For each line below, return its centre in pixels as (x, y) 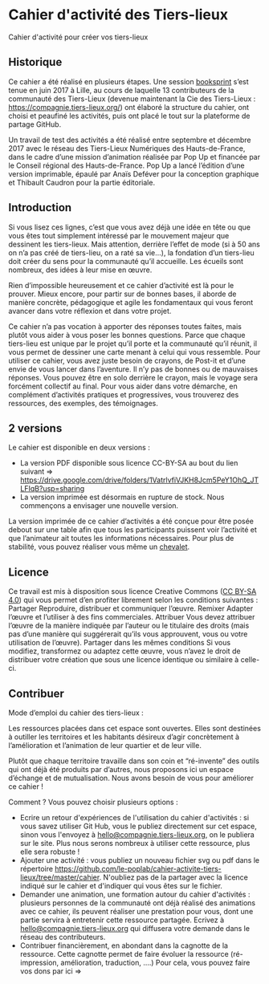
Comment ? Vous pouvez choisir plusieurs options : (93, 802)
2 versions (35, 428)
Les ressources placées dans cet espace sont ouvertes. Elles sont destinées (134, 728)
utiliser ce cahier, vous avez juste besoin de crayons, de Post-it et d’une (127, 360)
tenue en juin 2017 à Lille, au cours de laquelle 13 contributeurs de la (121, 90)
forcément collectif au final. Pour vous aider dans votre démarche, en (123, 386)
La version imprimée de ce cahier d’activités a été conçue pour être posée (131, 521)
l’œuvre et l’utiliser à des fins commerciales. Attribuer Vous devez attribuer (132, 617)
